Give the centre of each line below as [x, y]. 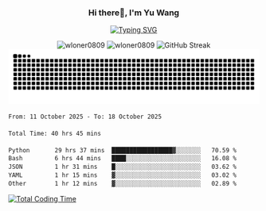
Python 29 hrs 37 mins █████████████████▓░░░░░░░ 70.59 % [123, 150]
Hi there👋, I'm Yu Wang [134, 13]
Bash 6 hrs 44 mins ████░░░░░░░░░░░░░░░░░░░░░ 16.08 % [123, 159]
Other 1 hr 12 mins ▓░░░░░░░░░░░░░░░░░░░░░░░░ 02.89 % [123, 184]
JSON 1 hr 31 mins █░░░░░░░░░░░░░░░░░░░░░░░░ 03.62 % [123, 167]
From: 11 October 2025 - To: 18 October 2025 [85, 117]
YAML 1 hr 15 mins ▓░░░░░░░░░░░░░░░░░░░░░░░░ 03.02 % [123, 175]
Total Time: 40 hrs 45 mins [55, 133]
